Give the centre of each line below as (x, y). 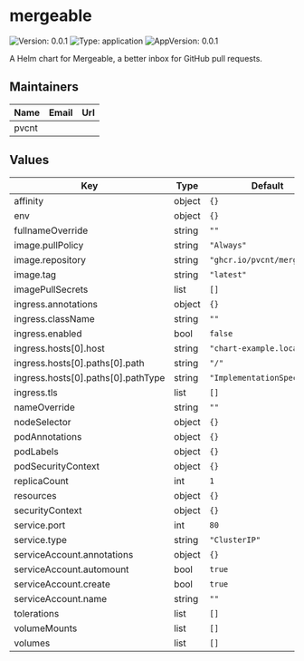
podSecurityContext (57, 466)
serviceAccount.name (60, 598)
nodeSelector (43, 422)
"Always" (228, 245)
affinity (28, 200)
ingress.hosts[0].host (60, 348)
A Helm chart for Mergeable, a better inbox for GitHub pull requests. (136, 58)
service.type (41, 539)
